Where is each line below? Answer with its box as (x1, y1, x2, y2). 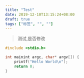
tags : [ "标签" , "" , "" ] (5, 21, 53, 26)
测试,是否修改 (17, 35, 45, 41)
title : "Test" (5, 7, 35, 12)
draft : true (5, 16, 30, 21)
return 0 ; (14, 63, 35, 69)
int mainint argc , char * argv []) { (5, 54, 79, 60)
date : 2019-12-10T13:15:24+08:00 (5, 12, 75, 17)
